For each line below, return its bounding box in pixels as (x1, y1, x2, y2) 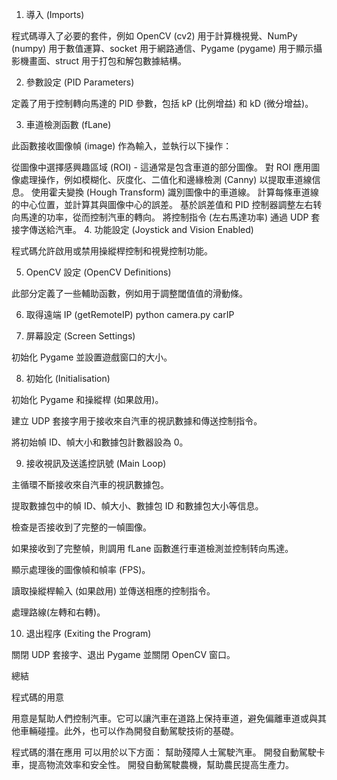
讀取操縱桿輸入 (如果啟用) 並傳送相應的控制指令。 (11, 585, 216, 597)
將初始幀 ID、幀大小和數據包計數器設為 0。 (11, 436, 189, 448)
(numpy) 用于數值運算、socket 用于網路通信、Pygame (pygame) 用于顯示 (11, 43, 314, 54)
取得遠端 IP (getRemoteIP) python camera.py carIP (25, 309, 235, 320)
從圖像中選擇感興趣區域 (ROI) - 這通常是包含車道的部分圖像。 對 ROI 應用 (11, 161, 312, 173)
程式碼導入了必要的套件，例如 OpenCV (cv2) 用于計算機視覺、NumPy (11, 30, 298, 42)
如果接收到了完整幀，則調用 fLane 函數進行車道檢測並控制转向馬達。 (11, 543, 294, 554)
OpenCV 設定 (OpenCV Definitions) (25, 266, 172, 278)
